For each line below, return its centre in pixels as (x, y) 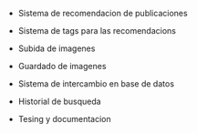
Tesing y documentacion (64, 119)
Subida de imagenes (57, 48)
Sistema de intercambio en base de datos (96, 84)
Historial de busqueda (60, 101)
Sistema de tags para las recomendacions (97, 31)
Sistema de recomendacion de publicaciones (103, 13)
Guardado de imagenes (62, 66)
